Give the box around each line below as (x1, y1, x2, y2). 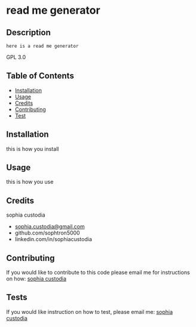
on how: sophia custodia (6, 275, 67, 282)
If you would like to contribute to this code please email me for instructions (6, 269, 190, 276)
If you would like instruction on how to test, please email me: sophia (6, 308, 173, 315)
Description (6, 27, 51, 38)
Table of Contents (6, 71, 75, 81)
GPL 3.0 (6, 54, 26, 60)
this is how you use (6, 178, 54, 186)
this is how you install (6, 145, 59, 152)
